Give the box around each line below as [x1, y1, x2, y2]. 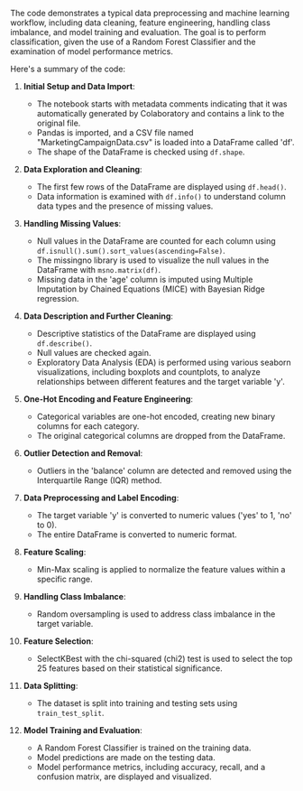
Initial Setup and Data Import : [23, 81, 136, 91]
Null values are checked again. [36, 348, 151, 358]
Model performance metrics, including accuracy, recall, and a [36, 762, 265, 772]
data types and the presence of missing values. [36, 200, 214, 211]
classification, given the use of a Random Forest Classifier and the [10, 36, 256, 47]
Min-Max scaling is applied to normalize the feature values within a [36, 564, 286, 574]
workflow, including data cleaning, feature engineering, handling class [10, 17, 271, 28]
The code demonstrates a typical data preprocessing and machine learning [10, 8, 290, 18]
